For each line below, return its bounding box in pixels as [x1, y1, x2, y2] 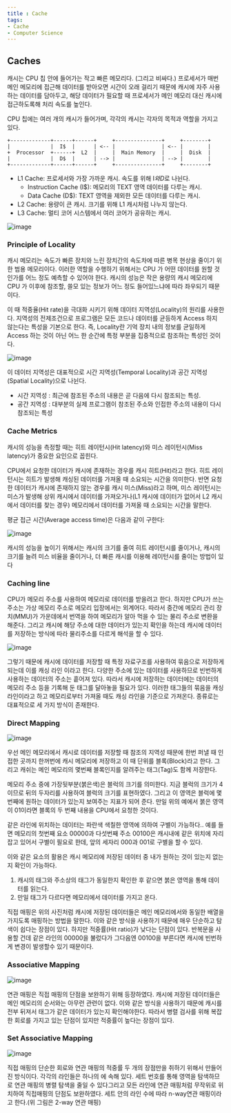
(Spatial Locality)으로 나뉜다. [7, 377, 87, 385]
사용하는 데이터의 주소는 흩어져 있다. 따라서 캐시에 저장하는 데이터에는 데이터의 [7, 675, 219, 683]
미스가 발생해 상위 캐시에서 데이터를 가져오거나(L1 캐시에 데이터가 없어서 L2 [7, 492, 210, 501]
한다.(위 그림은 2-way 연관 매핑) [14, 1098, 101, 1106]
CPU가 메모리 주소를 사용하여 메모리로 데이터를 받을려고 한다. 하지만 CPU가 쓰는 [7, 594, 224, 603]
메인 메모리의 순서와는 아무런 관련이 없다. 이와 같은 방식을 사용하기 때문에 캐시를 [7, 998, 223, 1007]
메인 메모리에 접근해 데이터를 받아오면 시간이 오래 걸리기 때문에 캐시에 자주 [7, 83, 208, 91]
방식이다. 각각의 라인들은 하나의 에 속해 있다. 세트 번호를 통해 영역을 [14, 1072, 197, 1081]
